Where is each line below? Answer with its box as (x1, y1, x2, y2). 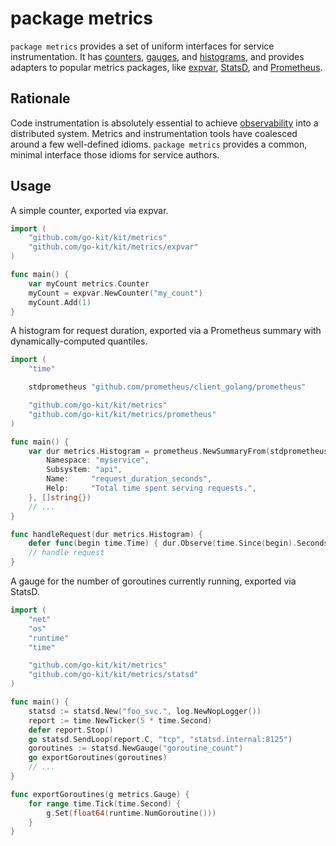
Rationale (10, 90, 71, 107)
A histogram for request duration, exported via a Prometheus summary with (10, 325, 322, 337)
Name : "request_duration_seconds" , (46, 474, 213, 484)
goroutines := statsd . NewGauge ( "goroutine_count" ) (28, 743, 244, 754)
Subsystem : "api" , (46, 465, 123, 475)
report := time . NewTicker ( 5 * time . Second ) (28, 715, 213, 726)
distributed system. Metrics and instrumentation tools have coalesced (10, 127, 298, 139)
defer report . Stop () (28, 725, 114, 735)
